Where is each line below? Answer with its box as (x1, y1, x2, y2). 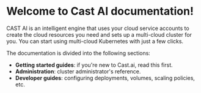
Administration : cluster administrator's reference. (15, 67, 141, 75)
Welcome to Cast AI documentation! (6, 4, 194, 18)
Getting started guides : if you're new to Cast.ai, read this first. (15, 61, 173, 69)
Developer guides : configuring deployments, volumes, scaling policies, (15, 74, 196, 81)
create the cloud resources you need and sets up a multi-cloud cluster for (6, 31, 192, 38)
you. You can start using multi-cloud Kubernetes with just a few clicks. (6, 37, 184, 45)
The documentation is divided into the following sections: (6, 49, 151, 56)
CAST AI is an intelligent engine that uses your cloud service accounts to (6, 24, 189, 32)
